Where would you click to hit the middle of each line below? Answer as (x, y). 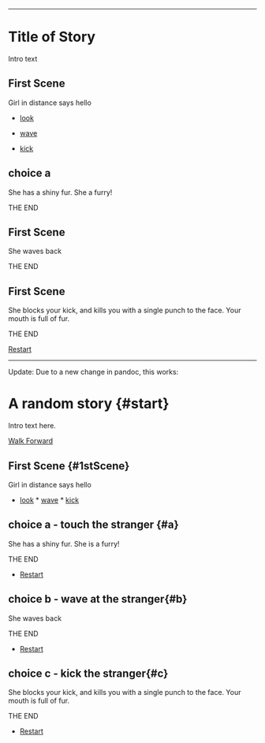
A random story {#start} (89, 404)
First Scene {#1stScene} (69, 466)
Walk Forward (31, 441)
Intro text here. (32, 426)
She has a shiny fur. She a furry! (60, 192)
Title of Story (52, 37)
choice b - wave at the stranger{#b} (98, 599)
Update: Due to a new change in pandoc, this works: (93, 372)
